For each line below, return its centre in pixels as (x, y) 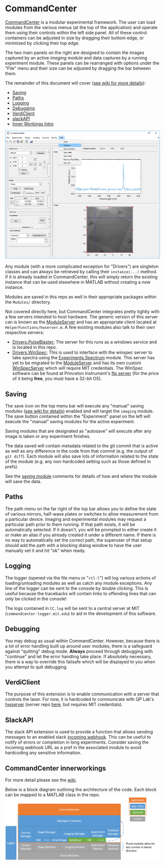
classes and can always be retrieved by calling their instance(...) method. (81, 272)
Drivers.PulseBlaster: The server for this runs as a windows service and (84, 342)
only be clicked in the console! (36, 599)
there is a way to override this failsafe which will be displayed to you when (80, 662)
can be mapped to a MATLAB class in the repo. (53, 795)
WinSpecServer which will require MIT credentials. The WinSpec (78, 368)
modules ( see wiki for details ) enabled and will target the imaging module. (79, 411)
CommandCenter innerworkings (56, 768)
